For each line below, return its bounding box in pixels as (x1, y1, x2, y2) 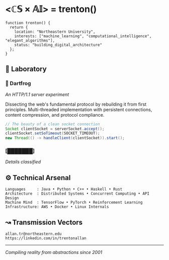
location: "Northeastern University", (14, 29, 96, 34)
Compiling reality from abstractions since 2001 (5, 249, 103, 255)
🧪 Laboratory (5, 65, 47, 73)
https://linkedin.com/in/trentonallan (5, 236, 87, 241)
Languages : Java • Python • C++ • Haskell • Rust (5, 187, 123, 192)
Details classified (5, 159, 41, 165)
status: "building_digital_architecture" (14, 42, 102, 47)
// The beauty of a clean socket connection (5, 121, 100, 127)
